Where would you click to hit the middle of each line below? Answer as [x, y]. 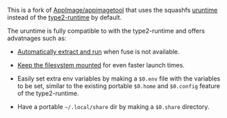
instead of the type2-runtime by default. [65, 17]
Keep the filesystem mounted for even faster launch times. [101, 65]
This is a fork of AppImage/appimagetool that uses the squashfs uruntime [112, 10]
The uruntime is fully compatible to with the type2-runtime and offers [106, 31]
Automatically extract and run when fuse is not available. [98, 52]
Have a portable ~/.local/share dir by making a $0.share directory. [113, 107]
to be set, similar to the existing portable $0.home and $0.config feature [119, 86]
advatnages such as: [37, 38]
